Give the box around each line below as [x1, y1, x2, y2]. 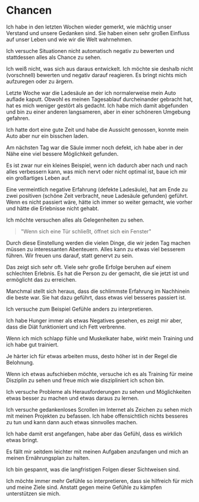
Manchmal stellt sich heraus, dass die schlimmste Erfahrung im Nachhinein [6, 288, 190, 295]
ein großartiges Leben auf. [6, 174, 71, 181]
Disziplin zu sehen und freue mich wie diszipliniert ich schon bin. [6, 377, 165, 384]
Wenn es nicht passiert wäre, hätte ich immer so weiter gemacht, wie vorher [6, 198, 193, 206]
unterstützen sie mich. [6, 490, 61, 497]
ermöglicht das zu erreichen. [6, 276, 77, 283]
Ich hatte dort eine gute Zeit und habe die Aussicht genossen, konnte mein [6, 126, 189, 133]
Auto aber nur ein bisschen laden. [6, 132, 89, 140]
